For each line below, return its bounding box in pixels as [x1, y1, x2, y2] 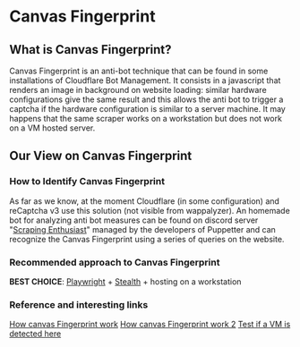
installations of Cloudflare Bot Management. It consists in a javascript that [9, 75, 281, 86]
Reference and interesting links [9, 298, 149, 310]
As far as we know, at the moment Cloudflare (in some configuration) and [9, 195, 280, 207]
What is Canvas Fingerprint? [9, 42, 172, 57]
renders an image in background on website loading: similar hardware [9, 85, 267, 95]
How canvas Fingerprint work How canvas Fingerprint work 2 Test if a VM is [9, 319, 291, 330]
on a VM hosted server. [9, 123, 96, 133]
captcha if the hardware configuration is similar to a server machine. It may [9, 104, 287, 114]
